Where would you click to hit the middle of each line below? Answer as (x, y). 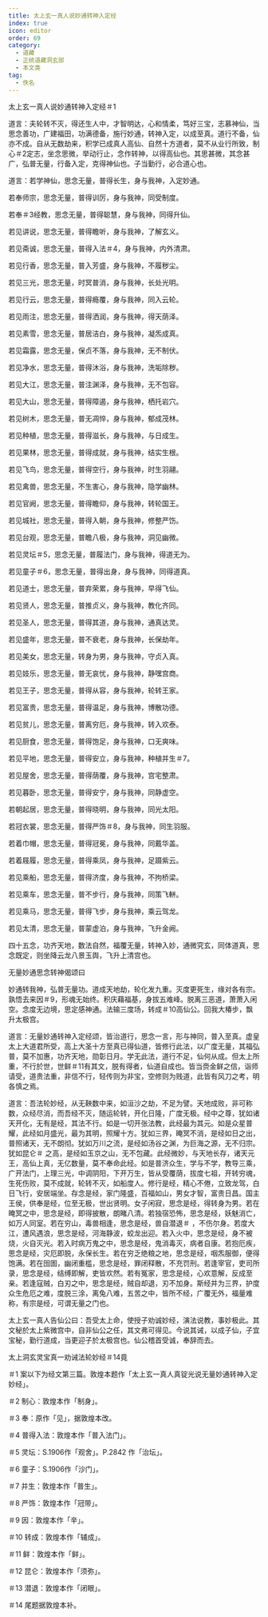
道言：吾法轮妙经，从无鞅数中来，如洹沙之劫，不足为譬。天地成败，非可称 (130, 1103)
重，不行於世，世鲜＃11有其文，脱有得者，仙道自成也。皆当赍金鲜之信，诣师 (134, 1066)
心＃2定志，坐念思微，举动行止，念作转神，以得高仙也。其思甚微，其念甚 (129, 154)
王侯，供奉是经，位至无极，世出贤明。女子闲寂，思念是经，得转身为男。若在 (134, 1203)
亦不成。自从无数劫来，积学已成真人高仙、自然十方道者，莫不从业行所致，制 (134, 143)
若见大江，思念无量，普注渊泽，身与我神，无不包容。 (96, 384)
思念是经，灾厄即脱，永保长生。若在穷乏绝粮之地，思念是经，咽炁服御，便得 (134, 1253)
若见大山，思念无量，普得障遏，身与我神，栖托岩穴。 (96, 401)
